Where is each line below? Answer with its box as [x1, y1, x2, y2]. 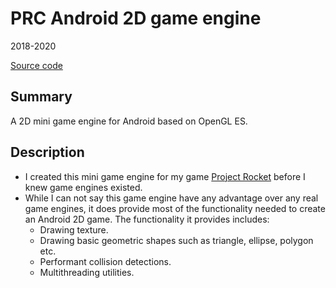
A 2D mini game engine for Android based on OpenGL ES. [10, 115, 248, 127]
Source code [10, 59, 63, 71]
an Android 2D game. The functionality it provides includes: [24, 213, 270, 225]
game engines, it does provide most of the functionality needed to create [24, 202, 326, 214]
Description [10, 144, 85, 161]
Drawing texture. [39, 223, 109, 236]
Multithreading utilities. [39, 266, 135, 278]
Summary [10, 88, 73, 106]
